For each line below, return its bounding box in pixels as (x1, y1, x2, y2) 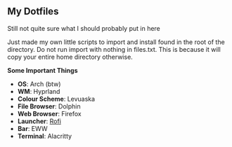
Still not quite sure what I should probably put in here (7, 24, 160, 32)
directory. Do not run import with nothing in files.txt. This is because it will (7, 45, 221, 53)
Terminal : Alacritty (17, 132, 72, 140)
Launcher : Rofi (17, 117, 62, 125)
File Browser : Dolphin (17, 101, 81, 111)
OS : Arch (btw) (17, 80, 61, 88)
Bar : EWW (17, 124, 48, 132)
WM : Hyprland (17, 87, 60, 95)
